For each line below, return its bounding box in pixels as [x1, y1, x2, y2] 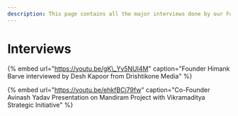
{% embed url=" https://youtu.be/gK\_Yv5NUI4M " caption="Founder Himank [7, 64, 230, 73]
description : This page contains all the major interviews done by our [7, 10, 223, 18]
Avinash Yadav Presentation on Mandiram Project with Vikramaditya [7, 93, 205, 101]
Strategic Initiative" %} [7, 100, 74, 109]
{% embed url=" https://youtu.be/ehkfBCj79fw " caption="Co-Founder [7, 86, 210, 94]
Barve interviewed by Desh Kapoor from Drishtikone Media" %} [7, 71, 193, 80]
